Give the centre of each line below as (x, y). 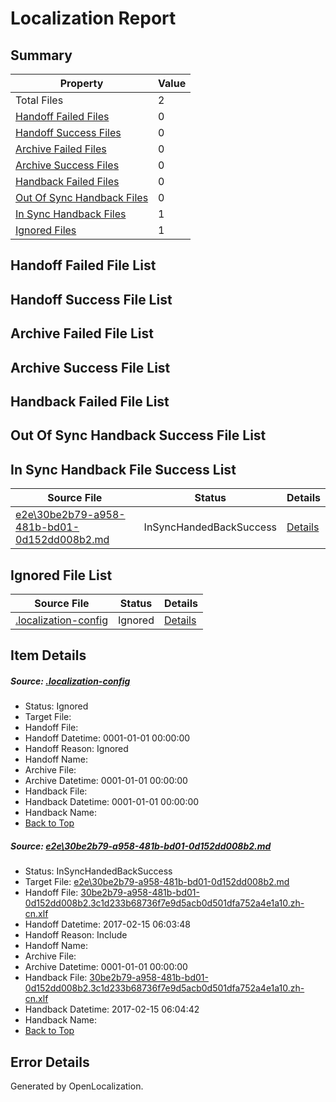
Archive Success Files (67, 165)
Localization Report (93, 18)
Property (81, 83)
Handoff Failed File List (83, 265)
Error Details (50, 1062)
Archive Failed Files (61, 149)
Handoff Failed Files (62, 116)
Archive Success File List (90, 367)
